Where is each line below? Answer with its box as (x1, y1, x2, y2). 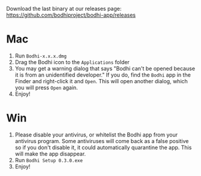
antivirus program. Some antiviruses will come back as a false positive (14, 137, 189, 144)
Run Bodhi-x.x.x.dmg (14, 52, 67, 59)
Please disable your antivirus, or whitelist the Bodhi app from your (14, 131, 178, 138)
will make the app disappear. (14, 150, 86, 157)
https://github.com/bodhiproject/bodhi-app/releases (6, 11, 136, 19)
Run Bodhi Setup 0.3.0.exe (14, 156, 83, 163)
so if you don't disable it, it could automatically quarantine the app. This (14, 144, 192, 151)
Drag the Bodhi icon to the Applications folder (14, 58, 130, 65)
